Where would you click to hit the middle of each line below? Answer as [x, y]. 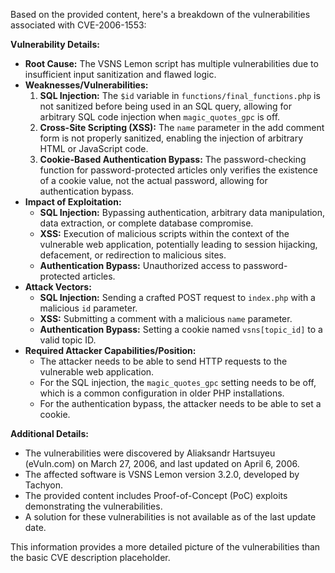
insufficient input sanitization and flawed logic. [120, 74]
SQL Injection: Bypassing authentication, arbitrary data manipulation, [182, 212]
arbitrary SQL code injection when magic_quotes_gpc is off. [160, 117]
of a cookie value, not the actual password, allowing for [153, 180]
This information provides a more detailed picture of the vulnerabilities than [165, 547]
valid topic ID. [68, 340]
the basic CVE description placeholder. [90, 557]
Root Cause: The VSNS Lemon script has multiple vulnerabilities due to [171, 63]
